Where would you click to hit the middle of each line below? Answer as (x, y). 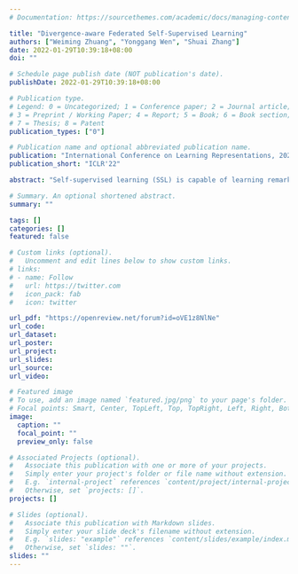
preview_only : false (55, 441)
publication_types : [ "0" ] (57, 131)
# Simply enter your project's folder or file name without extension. (149, 474)
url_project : (33, 351)
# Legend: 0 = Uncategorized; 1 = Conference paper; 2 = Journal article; (150, 106)
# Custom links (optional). (61, 253)
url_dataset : (33, 335)
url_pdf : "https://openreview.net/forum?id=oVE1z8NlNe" (114, 318)
